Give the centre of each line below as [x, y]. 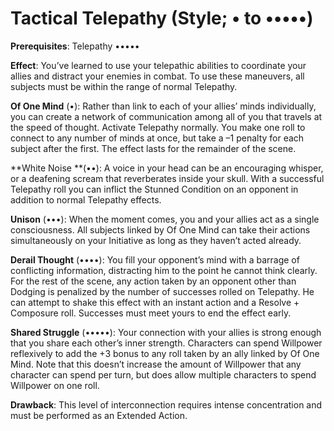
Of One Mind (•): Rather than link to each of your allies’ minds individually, [163, 106]
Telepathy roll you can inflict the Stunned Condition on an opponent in [154, 189]
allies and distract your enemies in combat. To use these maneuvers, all [157, 76]
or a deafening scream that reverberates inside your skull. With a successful [167, 178]
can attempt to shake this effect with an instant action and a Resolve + [155, 302]
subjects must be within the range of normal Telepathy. [124, 86]
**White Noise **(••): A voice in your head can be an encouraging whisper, [167, 168]
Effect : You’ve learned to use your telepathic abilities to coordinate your [158, 65]
